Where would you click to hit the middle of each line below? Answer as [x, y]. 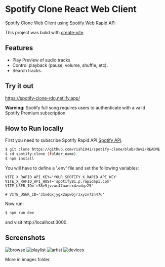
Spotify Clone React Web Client [71, 9]
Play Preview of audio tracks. [42, 60]
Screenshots [25, 238]
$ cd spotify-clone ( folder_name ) [41, 154]
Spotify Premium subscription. [36, 113]
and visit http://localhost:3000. [37, 222]
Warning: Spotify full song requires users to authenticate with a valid [75, 107]
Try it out [19, 86]
